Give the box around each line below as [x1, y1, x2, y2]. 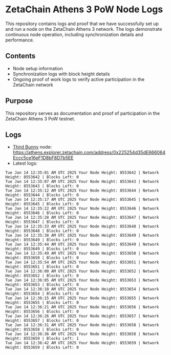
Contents [5, 52, 36, 60]
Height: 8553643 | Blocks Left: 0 [5, 183, 79, 189]
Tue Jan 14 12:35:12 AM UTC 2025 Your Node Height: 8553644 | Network [5, 188, 159, 193]
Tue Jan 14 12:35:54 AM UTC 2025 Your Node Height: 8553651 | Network [5, 260, 159, 265]
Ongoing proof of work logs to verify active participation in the [12, 76, 145, 82]
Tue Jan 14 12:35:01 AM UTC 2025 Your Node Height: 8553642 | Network [5, 170, 159, 175]
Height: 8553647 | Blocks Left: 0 [5, 219, 79, 225]
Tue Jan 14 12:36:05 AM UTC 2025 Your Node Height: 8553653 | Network [5, 278, 159, 283]
